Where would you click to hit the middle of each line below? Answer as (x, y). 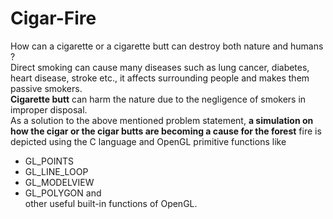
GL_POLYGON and (63, 193)
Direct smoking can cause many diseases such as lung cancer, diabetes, (160, 67)
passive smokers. (46, 88)
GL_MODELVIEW (59, 182)
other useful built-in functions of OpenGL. (111, 203)
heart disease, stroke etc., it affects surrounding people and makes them (160, 78)
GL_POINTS (49, 161)
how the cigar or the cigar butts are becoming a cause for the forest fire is (166, 131)
